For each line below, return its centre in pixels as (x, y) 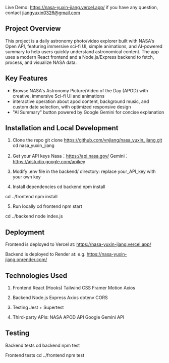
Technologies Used (36, 276)
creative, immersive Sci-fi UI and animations (59, 96)
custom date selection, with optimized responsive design (72, 106)
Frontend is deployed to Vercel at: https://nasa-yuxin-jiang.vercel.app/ (78, 244)
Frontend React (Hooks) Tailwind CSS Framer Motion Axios (74, 288)
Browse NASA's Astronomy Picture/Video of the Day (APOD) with (80, 90)
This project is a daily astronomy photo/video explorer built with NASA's (80, 41)
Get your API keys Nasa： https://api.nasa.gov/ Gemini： (71, 156)
